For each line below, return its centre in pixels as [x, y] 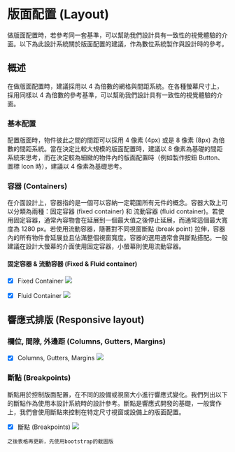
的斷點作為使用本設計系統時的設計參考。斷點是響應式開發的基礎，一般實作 [114, 403]
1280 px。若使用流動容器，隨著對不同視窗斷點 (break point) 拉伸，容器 [123, 229]
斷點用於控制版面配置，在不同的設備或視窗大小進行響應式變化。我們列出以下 [117, 394]
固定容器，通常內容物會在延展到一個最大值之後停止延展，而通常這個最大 [117, 220]
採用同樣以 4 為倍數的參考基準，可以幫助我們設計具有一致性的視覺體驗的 [112, 94]
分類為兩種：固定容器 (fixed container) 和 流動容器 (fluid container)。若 [116, 211]
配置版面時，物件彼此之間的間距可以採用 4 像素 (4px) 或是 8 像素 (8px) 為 [113, 140]
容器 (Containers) [37, 186]
